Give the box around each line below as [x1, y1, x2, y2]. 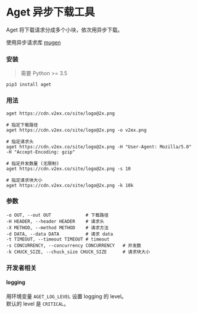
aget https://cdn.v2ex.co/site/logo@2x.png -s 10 [6, 166, 131, 172]
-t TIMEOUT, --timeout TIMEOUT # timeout [6, 236, 110, 242]
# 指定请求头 [6, 138, 34, 144]
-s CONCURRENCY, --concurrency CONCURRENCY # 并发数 [6, 242, 141, 248]
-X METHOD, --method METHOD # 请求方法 [6, 225, 109, 230]
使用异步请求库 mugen [6, 39, 61, 46]
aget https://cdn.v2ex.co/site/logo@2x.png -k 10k [6, 182, 134, 188]
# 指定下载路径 [6, 122, 38, 128]
